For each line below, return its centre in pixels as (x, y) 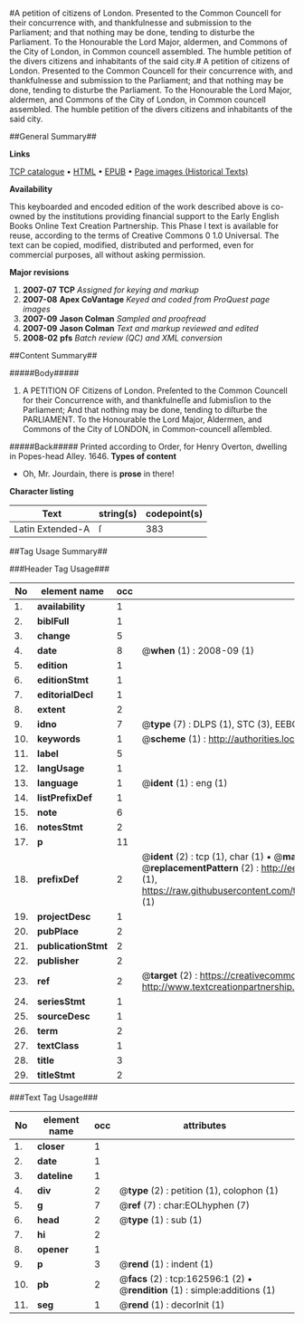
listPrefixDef (65, 798)
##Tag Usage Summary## (59, 551)
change (54, 636)
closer (51, 1146)
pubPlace (58, 931)
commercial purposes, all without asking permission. (108, 254)
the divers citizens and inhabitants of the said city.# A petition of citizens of (150, 61)
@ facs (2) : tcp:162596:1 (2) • (186, 1279)
